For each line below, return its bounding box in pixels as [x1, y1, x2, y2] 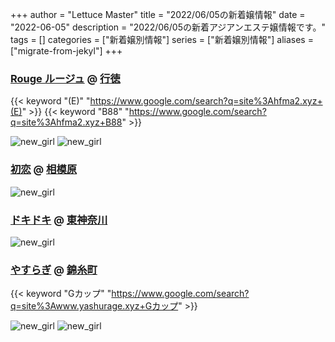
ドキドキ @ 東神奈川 [10, 213, 108, 227]
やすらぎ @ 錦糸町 [10, 263, 98, 277]
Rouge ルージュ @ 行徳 [10, 71, 121, 85]
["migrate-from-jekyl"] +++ [10, 45, 123, 57]
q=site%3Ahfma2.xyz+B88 [10, 116, 123, 128]
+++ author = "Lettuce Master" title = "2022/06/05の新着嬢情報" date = [10, 9, 306, 20]
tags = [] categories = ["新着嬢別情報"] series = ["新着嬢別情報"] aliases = [10, 34, 314, 45]
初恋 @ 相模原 [10, 163, 78, 177]
